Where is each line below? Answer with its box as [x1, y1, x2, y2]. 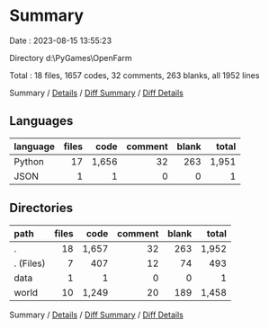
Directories [9, 200, 74, 216]
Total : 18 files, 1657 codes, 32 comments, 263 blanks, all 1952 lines [9, 69, 260, 81]
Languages [9, 113, 74, 129]
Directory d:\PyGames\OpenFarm [9, 52, 132, 63]
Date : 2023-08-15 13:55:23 [9, 35, 112, 46]
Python [13, 155, 45, 167]
